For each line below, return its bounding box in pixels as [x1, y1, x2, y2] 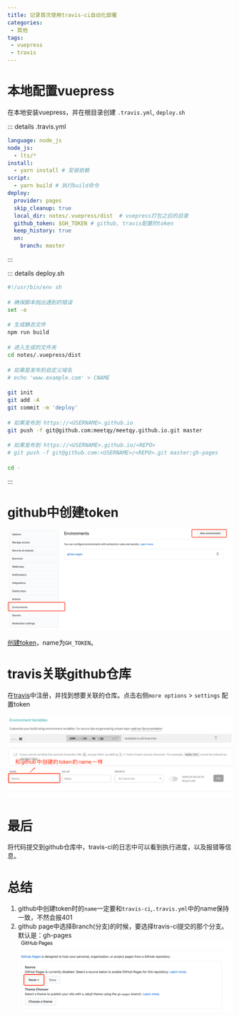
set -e [7, 306, 27, 313]
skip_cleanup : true [14, 204, 72, 212]
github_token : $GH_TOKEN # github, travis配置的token [14, 220, 174, 227]
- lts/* [14, 152, 37, 159]
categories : [7, 19, 43, 26]
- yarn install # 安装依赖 [14, 167, 90, 174]
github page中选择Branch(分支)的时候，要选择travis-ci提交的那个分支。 [17, 922, 228, 931]
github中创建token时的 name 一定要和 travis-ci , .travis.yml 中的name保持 [17, 904, 230, 913]
